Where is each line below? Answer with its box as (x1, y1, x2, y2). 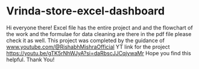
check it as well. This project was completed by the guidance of (6, 37, 165, 44)
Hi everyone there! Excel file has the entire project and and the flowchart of (6, 24, 193, 31)
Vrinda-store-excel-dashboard (6, 4, 165, 18)
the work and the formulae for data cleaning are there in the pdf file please (6, 30, 192, 37)
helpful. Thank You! (6, 56, 55, 63)
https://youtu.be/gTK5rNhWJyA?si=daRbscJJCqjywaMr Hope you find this (6, 49, 191, 56)
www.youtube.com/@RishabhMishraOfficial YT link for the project (6, 43, 170, 50)
